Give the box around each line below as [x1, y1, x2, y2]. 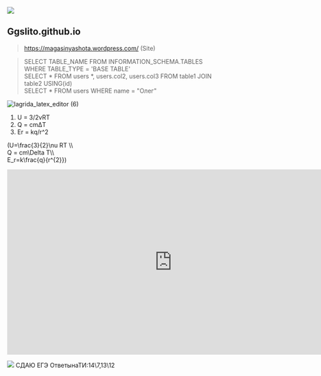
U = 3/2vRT [16, 113, 50, 121]
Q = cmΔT [16, 120, 47, 128]
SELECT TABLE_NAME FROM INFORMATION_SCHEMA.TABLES [23, 57, 204, 65]
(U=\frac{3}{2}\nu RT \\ [7, 141, 73, 149]
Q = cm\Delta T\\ [7, 148, 55, 156]
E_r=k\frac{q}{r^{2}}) [7, 155, 67, 164]
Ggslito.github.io [7, 26, 81, 38]
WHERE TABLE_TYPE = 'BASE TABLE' [23, 64, 131, 73]
